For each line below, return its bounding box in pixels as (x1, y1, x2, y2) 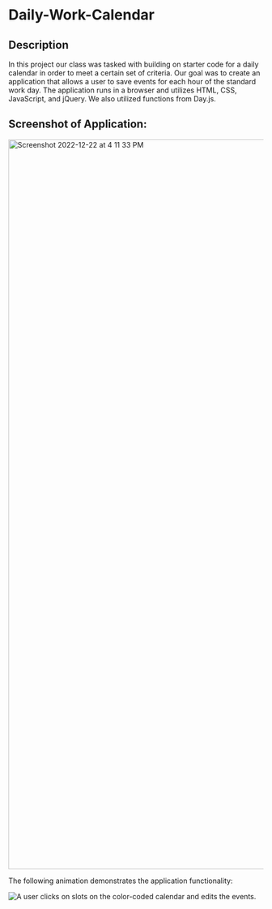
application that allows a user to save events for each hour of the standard (8, 77, 257, 86)
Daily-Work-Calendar (8, 6, 155, 24)
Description (8, 38, 69, 52)
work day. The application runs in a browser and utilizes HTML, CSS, (8, 85, 237, 95)
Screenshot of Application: (8, 118, 147, 131)
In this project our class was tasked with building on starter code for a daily (8, 59, 259, 69)
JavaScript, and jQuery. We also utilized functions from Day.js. (8, 94, 216, 103)
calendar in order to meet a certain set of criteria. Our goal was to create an (8, 68, 261, 78)
